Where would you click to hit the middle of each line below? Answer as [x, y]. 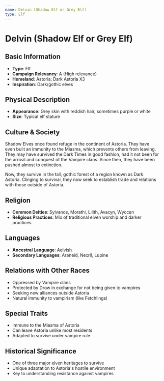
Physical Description [38, 100]
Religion [18, 200]
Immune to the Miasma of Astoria [46, 325]
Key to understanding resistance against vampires [63, 374]
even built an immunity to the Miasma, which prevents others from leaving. [81, 149]
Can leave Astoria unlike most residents [52, 330]
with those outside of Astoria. [35, 185]
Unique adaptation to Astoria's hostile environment [64, 368]
